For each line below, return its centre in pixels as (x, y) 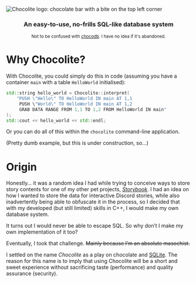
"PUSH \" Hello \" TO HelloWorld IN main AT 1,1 (75, 99)
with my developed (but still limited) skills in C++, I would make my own (92, 208)
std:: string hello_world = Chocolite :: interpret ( (68, 93)
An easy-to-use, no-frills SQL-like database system (99, 24)
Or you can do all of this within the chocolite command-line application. (93, 132)
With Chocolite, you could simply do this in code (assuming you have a (92, 76)
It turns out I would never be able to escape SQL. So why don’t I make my (95, 226)
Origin (21, 167)
